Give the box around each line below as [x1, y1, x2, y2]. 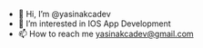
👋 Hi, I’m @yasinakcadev [17, 9, 111, 19]
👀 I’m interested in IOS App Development [17, 18, 171, 29]
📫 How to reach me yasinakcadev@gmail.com [17, 28, 194, 39]
